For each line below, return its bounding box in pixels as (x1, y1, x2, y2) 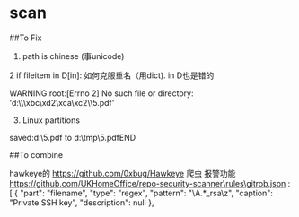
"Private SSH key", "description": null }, (9, 196, 154, 208)
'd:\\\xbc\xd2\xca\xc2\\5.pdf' (9, 97, 115, 108)
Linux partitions (22, 115, 81, 126)
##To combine (9, 149, 64, 160)
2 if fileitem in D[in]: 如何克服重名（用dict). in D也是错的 (9, 70, 215, 81)
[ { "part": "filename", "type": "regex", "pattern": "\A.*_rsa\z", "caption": (9, 187, 274, 198)
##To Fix (9, 32, 42, 43)
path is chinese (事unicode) (22, 50, 125, 61)
